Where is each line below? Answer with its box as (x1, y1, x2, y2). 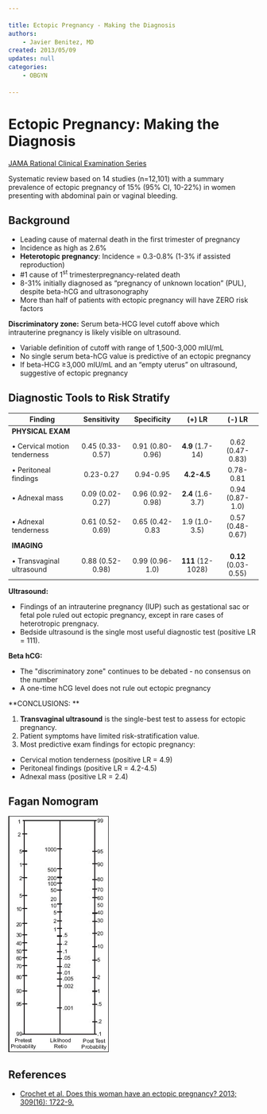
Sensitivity (83, 414, 120, 425)
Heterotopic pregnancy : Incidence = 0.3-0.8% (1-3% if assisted (19, 251, 230, 262)
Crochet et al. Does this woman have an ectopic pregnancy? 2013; (19, 1089, 237, 1099)
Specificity (133, 414, 171, 425)
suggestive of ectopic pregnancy (19, 368, 129, 378)
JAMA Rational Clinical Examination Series (8, 158, 147, 168)
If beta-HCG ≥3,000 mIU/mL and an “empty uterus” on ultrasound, (19, 360, 238, 370)
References (8, 1068, 67, 1081)
